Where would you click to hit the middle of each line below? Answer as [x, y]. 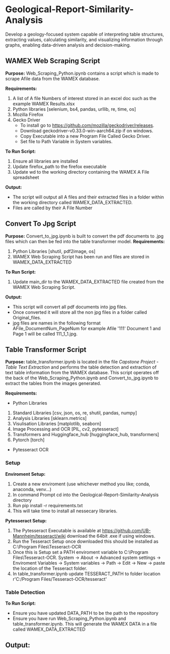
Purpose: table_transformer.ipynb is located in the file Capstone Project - [82, 362]
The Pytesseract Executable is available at [57, 530]
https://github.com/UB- [127, 530]
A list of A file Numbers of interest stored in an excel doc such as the [84, 98]
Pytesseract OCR [30, 450]
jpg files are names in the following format [57, 323]
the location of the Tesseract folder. [50, 568]
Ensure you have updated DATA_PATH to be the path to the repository [86, 613]
